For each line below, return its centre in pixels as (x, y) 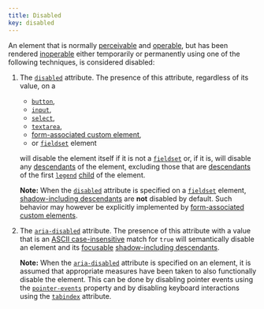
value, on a (37, 86)
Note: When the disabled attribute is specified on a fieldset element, (133, 190)
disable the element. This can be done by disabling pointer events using (136, 279)
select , (43, 117)
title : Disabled (35, 15)
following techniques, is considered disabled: (82, 62)
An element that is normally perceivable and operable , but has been (118, 45)
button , (43, 101)
